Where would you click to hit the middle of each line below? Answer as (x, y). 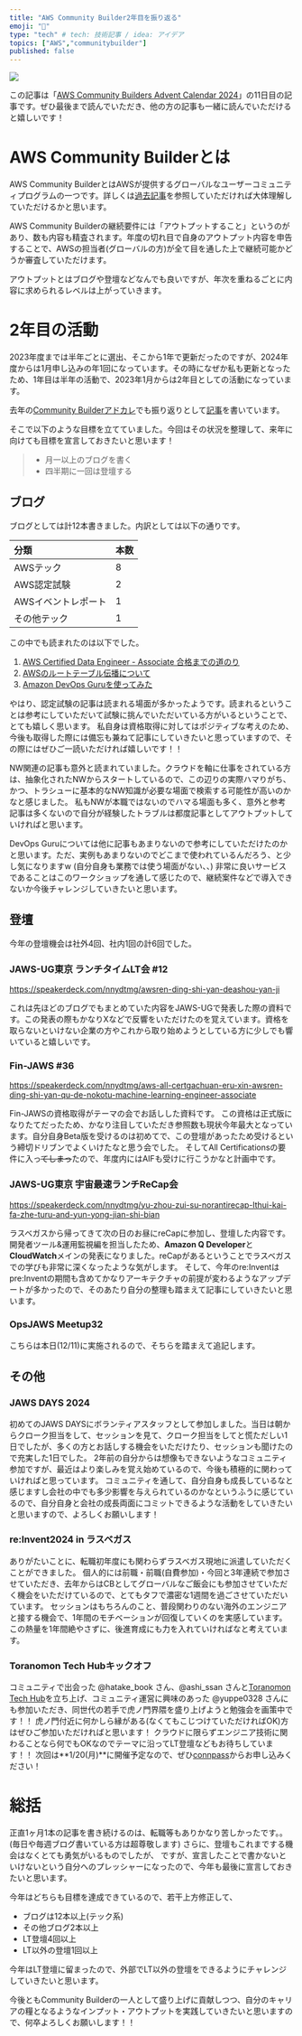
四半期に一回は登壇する (88, 471)
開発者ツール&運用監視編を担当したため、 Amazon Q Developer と (132, 1244)
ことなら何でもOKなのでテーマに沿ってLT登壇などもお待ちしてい (145, 1743)
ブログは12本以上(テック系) (73, 1917)
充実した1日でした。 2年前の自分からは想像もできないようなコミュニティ (152, 1457)
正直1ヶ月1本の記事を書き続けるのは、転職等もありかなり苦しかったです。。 (148, 1833)
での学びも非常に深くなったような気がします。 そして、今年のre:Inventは (145, 1266)
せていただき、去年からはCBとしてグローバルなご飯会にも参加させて (137, 1583)
